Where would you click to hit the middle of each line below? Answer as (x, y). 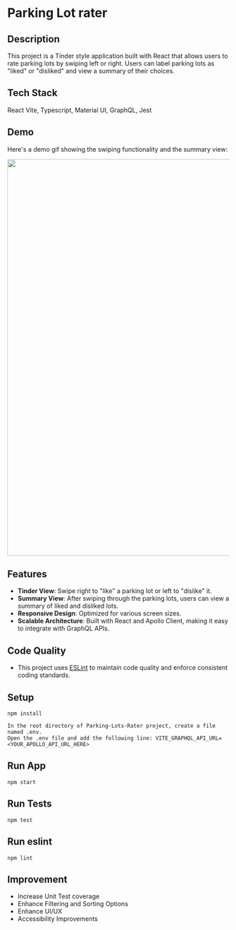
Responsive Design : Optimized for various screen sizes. (99, 613)
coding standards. (44, 675)
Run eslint (30, 842)
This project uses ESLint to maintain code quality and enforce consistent (123, 668)
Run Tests (30, 804)
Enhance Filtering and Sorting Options (73, 904)
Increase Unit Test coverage (58, 896)
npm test (20, 820)
